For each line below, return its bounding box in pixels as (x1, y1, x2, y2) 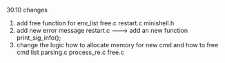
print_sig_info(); (16, 34, 61, 42)
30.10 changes (6, 6, 48, 14)
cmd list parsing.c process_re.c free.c (16, 48, 125, 56)
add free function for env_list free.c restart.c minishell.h (16, 19, 175, 27)
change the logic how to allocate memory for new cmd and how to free (16, 41, 219, 49)
